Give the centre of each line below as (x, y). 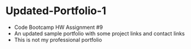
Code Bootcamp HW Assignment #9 (58, 27)
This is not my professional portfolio (58, 40)
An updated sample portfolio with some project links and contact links (99, 33)
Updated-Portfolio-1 (56, 11)
